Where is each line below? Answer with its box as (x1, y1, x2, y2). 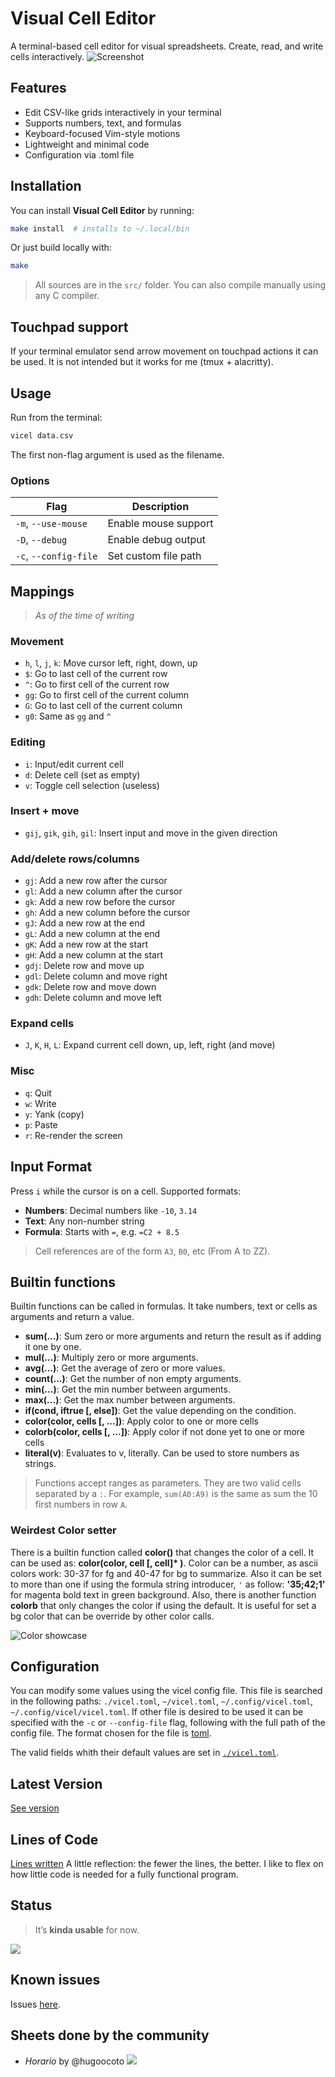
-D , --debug (15, 533, 68, 547)
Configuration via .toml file (24, 148, 135, 161)
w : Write (24, 1097, 57, 1109)
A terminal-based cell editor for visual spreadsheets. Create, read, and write (10, 40, 324, 52)
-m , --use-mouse (15, 517, 88, 531)
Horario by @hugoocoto (24, 2055, 125, 2067)
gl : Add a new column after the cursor (24, 885, 183, 897)
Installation (10, 178, 82, 195)
